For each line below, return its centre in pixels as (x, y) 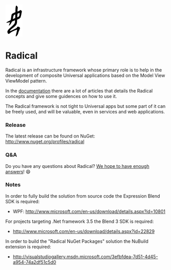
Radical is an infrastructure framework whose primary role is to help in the (84, 70)
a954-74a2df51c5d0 (34, 262)
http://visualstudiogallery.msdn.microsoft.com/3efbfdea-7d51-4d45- (85, 257)
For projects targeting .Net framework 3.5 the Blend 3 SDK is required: (80, 221)
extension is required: (28, 246)
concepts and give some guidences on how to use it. (61, 96)
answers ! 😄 (18, 171)
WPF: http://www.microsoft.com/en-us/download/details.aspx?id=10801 (89, 211)
